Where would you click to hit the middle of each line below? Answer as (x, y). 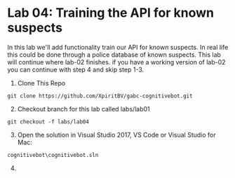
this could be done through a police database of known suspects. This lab (114, 55)
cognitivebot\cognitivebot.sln (53, 155)
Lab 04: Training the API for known (110, 13)
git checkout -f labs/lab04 (48, 122)
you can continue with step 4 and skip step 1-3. (76, 69)
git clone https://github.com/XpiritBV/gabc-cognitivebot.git (100, 96)
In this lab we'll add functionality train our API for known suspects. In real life (118, 47)
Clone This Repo (41, 83)
